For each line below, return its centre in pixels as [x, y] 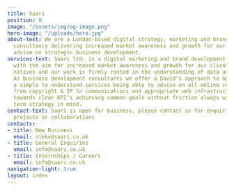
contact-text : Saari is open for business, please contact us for [106, 111]
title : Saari [26, 14]
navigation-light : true [42, 169]
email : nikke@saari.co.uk [51, 136]
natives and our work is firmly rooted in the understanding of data [116, 72]
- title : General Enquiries [48, 143]
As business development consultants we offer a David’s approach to [116, 78]
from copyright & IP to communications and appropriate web [102, 91]
